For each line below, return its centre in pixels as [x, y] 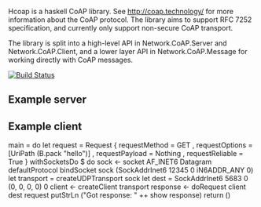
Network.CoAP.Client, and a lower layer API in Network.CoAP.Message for [128, 51]
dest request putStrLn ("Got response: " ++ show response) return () [119, 195]
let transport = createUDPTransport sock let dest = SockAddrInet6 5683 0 [129, 179]
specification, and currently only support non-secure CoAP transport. [121, 28]
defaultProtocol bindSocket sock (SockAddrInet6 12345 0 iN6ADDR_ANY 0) [131, 170]
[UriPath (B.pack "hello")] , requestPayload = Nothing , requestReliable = [126, 154]
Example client [45, 126]
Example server [48, 100]
